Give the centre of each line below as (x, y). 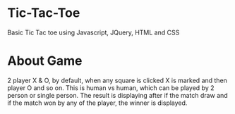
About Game (45, 61)
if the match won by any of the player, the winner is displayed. (97, 103)
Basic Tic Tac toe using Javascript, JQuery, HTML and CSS (94, 32)
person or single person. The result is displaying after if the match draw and (117, 95)
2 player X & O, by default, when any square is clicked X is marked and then (117, 80)
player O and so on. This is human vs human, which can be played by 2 (111, 88)
